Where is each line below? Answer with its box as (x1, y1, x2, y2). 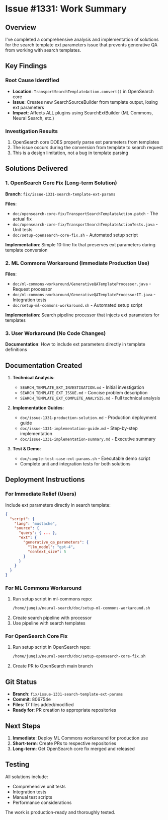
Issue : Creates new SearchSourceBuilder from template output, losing (12, 99, 158, 105)
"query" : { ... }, (18, 530, 57, 535)
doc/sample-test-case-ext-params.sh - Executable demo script (20, 455, 150, 461)
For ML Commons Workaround (5, 584, 82, 591)
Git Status (5, 677, 37, 686)
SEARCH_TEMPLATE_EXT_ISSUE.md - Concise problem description (20, 390, 148, 396)
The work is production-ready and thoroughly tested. (5, 809, 116, 815)
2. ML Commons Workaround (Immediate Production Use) (5, 259, 150, 266)
